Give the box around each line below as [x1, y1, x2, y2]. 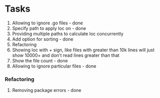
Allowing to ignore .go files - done [12, 20, 83, 26]
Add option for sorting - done [12, 36, 74, 42]
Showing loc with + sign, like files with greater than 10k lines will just [12, 47, 155, 53]
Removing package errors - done [12, 87, 82, 93]
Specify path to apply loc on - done [12, 25, 87, 31]
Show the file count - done [12, 57, 68, 63]
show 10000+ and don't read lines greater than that [12, 52, 119, 58]
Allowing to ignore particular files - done [12, 63, 97, 69]
